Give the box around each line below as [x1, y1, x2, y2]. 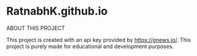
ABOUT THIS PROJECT [6, 24, 65, 32]
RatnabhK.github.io [6, 4, 108, 18]
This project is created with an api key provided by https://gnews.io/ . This [6, 36, 191, 43]
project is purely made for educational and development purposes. [6, 43, 174, 50]
